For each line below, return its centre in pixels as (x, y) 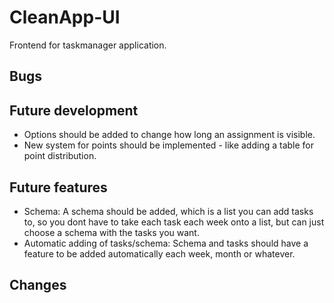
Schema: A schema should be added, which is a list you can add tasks (168, 211)
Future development (74, 110)
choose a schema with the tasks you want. (111, 232)
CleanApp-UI (65, 17)
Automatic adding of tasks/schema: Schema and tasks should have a (166, 243)
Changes (38, 285)
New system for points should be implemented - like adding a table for (169, 145)
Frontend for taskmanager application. (88, 45)
